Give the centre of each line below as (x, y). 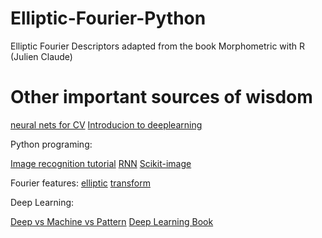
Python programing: (51, 144)
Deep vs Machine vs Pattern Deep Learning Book (112, 221)
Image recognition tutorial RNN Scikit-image (101, 163)
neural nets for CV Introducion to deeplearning (106, 124)
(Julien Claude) (41, 56)
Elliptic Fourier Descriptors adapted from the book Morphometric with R (157, 46)
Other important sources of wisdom (161, 97)
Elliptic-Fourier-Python (108, 18)
